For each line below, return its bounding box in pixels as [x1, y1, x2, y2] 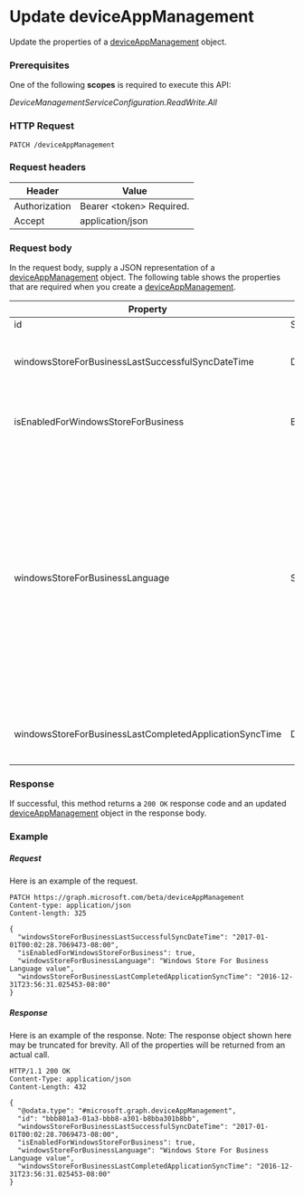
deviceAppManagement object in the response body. [9, 808, 207, 818]
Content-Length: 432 [9, 1083, 88, 1092]
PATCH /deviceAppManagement [9, 140, 116, 149]
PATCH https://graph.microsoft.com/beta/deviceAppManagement [9, 894, 245, 903]
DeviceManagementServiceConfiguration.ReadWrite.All [9, 97, 217, 108]
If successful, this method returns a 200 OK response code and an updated [9, 798, 287, 809]
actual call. [9, 1049, 50, 1060]
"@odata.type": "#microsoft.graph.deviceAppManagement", [17, 1106, 237, 1115]
